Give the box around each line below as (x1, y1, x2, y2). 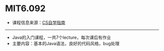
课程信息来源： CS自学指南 (12, 19, 66, 25)
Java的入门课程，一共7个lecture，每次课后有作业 (12, 34, 111, 40)
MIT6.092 (5, 3, 46, 14)
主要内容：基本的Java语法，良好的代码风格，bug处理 (12, 40, 120, 46)
